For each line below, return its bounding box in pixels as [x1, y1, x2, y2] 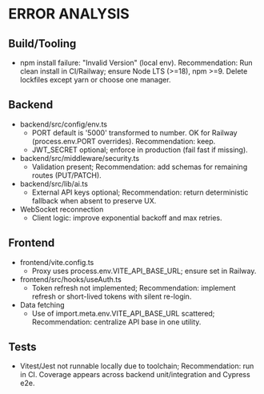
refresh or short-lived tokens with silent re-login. [31, 291, 192, 301]
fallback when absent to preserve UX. [31, 195, 157, 205]
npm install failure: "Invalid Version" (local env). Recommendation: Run [19, 58, 254, 67]
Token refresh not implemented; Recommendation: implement [31, 283, 236, 292]
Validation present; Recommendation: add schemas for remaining [31, 162, 248, 171]
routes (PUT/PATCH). [31, 170, 102, 180]
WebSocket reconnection [19, 204, 104, 214]
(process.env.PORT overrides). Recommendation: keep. [31, 136, 216, 146]
